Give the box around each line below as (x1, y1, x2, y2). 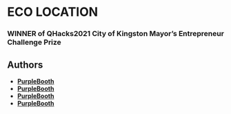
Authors (7, 59, 43, 70)
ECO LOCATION (7, 4, 99, 20)
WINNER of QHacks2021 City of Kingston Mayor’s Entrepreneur (7, 29, 224, 39)
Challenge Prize (7, 37, 62, 47)
